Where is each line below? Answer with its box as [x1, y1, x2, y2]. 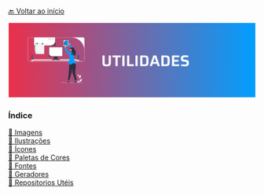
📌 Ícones [8, 145, 37, 154]
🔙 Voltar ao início [8, 6, 65, 16]
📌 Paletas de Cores [8, 153, 71, 163]
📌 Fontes [8, 161, 37, 171]
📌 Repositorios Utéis [8, 178, 74, 187]
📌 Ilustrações [8, 136, 51, 145]
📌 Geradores [8, 170, 49, 179]
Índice [8, 109, 33, 120]
